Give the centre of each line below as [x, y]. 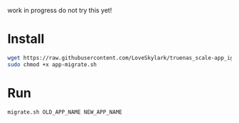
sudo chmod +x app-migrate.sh [52, 64]
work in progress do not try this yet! [60, 10]
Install [26, 39]
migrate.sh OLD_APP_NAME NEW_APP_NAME [65, 112]
